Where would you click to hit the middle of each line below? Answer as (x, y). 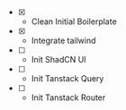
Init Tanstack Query (67, 78)
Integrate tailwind (63, 40)
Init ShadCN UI (59, 59)
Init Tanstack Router (68, 97)
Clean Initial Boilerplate (74, 21)
